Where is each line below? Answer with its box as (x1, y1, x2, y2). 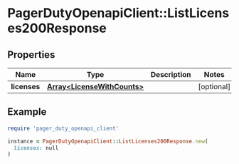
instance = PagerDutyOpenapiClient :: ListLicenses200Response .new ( (7, 138, 208, 145)
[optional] (198, 82, 231, 91)
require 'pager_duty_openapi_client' (7, 125, 119, 132)
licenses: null (14, 144, 59, 151)
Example (7, 106, 47, 118)
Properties (7, 48, 55, 61)
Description (150, 70, 191, 79)
